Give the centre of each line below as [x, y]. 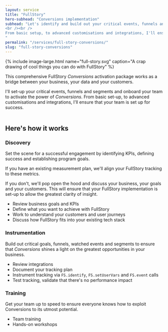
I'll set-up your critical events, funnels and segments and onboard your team [84, 91]
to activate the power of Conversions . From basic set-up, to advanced [77, 97]
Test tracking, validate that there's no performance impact [72, 280]
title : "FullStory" [25, 15]
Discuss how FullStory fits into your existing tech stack [69, 220]
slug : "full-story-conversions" [39, 47]
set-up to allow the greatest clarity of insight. [51, 194]
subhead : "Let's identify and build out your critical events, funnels [81, 24]
